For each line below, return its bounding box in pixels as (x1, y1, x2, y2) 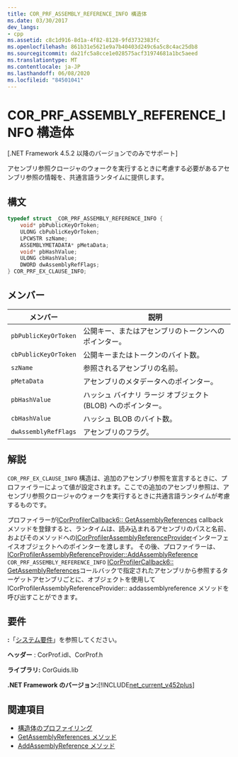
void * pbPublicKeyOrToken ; (20, 222, 100, 229)
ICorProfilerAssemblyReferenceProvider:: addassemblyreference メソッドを (7, 584, 229, 592)
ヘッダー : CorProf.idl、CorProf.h (7, 650, 103, 659)
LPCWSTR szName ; (20, 235, 69, 242)
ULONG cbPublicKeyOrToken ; (20, 228, 100, 235)
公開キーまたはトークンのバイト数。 (83, 349, 204, 359)
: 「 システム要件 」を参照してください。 (7, 636, 121, 644)
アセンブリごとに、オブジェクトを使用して (31, 574, 156, 583)
